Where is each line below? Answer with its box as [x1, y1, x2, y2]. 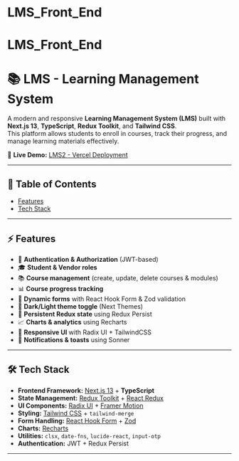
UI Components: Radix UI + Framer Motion [17, 401, 144, 410]
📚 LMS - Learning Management [7, 70, 199, 87]
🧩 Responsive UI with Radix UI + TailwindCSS [17, 328, 152, 337]
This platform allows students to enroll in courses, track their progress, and [7, 129, 228, 138]
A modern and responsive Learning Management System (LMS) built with [7, 115, 226, 123]
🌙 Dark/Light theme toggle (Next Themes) [17, 302, 144, 310]
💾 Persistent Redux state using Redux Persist [17, 309, 152, 318]
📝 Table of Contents [7, 178, 97, 190]
